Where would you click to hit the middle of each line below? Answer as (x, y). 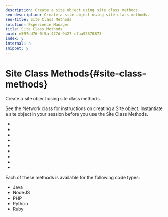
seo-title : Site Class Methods (39, 19)
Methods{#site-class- (98, 73)
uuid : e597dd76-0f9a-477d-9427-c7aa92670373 (53, 34)
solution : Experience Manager (38, 24)
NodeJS (21, 192)
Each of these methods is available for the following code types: (73, 177)
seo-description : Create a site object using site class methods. (77, 15)
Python (20, 203)
